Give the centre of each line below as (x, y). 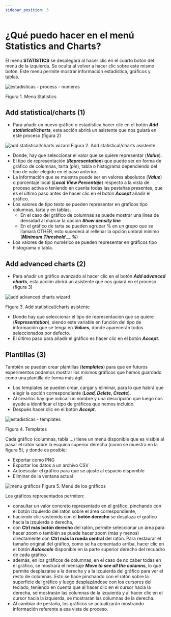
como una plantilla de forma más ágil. (45, 378)
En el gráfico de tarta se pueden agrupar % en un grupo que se (87, 226)
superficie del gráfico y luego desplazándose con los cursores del (82, 582)
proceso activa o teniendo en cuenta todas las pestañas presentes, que (88, 188)
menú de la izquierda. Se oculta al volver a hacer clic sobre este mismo (80, 66)
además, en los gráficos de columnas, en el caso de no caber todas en (87, 560)
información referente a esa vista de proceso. (60, 609)
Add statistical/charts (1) (45, 112)
